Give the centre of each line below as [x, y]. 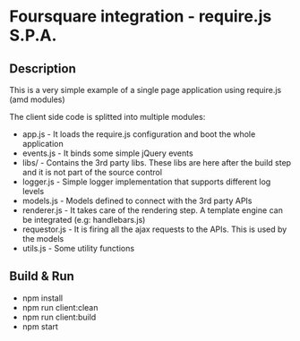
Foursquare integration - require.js [141, 17]
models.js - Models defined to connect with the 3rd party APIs [137, 200]
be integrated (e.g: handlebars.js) [84, 220]
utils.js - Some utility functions [78, 248]
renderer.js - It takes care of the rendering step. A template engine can [153, 210]
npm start [40, 326]
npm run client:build [59, 317]
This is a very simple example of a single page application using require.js [146, 90]
